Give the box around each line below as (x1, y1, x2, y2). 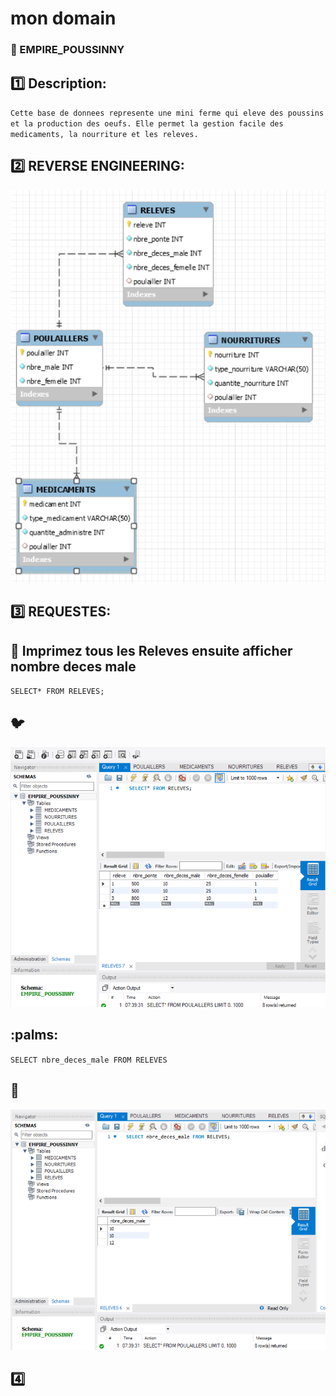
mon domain (10, 7, 117, 30)
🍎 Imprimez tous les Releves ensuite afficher (10, 642, 293, 659)
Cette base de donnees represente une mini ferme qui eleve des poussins (10, 108, 325, 118)
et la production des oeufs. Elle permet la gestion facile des (10, 118, 284, 129)
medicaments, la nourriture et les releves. (10, 129, 199, 139)
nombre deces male (10, 658, 137, 675)
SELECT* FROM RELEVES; (10, 687, 105, 697)
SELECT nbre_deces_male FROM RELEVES (10, 1055, 168, 1065)
